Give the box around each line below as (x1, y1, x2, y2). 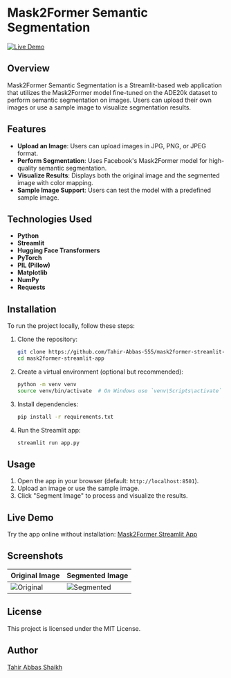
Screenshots (7, 550, 64, 562)
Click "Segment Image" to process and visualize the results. (17, 492, 188, 500)
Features (7, 123, 46, 135)
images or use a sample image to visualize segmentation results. (7, 103, 192, 112)
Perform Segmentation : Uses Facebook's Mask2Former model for (17, 156, 207, 164)
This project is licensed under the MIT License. (7, 624, 141, 632)
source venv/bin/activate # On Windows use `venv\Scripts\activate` (17, 387, 223, 394)
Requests (17, 283, 46, 292)
